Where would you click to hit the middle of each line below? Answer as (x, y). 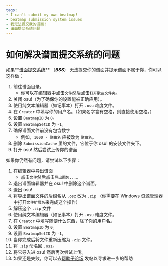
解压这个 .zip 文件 (32, 208)
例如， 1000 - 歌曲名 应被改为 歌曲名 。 (58, 137)
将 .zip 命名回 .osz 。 (35, 246)
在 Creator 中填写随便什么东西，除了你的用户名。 (64, 221)
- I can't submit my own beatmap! (42, 15)
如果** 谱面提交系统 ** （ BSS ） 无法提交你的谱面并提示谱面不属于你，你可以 (84, 70)
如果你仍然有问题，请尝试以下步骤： (43, 160)
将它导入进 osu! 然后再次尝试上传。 (49, 252)
